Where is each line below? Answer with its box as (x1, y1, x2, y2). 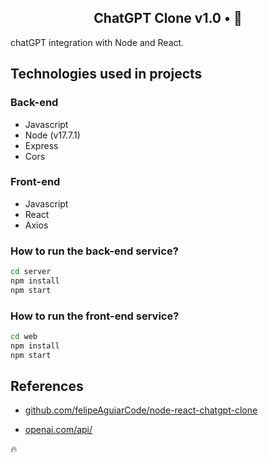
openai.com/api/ (24, 424, 93, 436)
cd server (10, 267, 52, 277)
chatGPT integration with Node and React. (10, 36, 185, 48)
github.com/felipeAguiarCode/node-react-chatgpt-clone (24, 404, 258, 416)
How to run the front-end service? (10, 309, 180, 323)
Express (24, 139, 59, 151)
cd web (10, 332, 38, 342)
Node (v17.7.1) (24, 129, 81, 141)
